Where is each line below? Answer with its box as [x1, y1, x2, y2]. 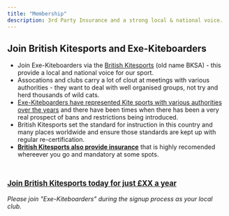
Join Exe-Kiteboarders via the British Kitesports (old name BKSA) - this [17, 61, 221, 70]
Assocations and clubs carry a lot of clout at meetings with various [17, 76, 210, 85]
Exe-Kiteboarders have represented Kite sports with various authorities [17, 99, 222, 107]
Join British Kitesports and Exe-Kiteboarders [7, 43, 207, 55]
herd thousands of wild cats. [17, 91, 100, 99]
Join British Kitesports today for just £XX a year [7, 179, 177, 189]
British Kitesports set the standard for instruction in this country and [17, 120, 213, 129]
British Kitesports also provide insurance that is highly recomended [17, 143, 216, 151]
